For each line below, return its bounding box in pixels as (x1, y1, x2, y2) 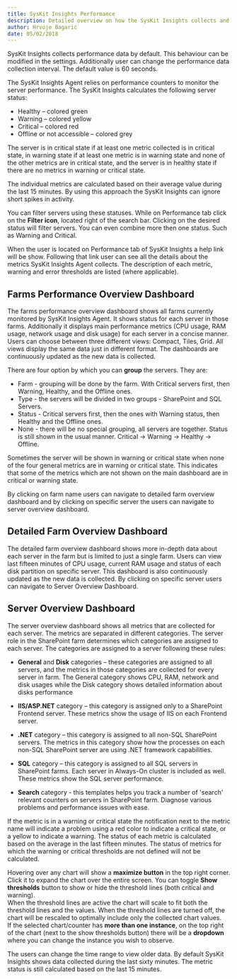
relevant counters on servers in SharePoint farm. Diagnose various (17, 795, 212, 804)
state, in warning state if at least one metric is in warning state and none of (7, 151, 225, 160)
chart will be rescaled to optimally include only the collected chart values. (7, 913, 221, 922)
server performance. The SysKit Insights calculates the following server (7, 86, 216, 94)
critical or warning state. (7, 476, 79, 485)
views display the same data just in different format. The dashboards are (7, 345, 219, 353)
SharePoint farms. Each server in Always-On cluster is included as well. (17, 766, 226, 775)
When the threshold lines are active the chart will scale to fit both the (7, 898, 208, 907)
